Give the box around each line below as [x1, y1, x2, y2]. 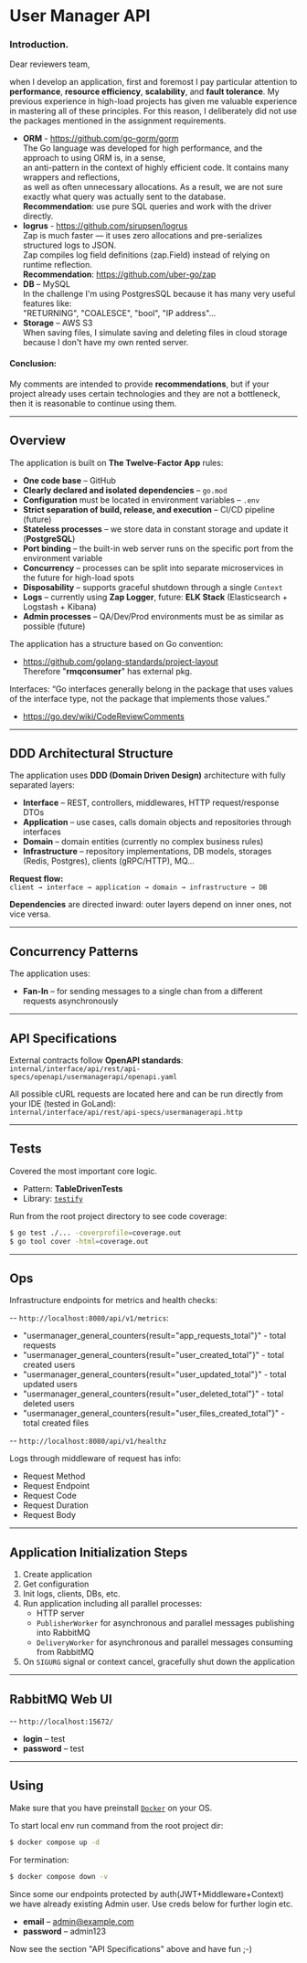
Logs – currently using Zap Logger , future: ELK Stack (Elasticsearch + [22, 591, 288, 602]
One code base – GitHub [22, 474, 117, 485]
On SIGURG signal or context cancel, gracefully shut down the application [22, 1656, 295, 1668]
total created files [22, 1417, 90, 1428]
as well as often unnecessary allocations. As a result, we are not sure [22, 182, 283, 193]
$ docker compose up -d [9, 1838, 101, 1847]
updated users [22, 1379, 78, 1390]
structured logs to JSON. [22, 239, 117, 251]
